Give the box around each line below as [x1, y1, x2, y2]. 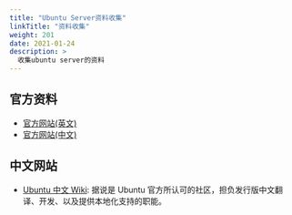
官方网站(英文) [22, 118, 77, 128]
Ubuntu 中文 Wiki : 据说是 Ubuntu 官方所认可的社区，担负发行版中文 [22, 184, 276, 195]
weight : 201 [9, 30, 55, 39]
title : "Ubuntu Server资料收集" [9, 13, 127, 23]
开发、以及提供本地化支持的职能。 [38, 195, 166, 206]
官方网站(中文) [22, 128, 77, 139]
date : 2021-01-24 [9, 38, 76, 48]
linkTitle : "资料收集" [9, 22, 90, 31]
